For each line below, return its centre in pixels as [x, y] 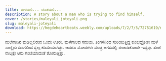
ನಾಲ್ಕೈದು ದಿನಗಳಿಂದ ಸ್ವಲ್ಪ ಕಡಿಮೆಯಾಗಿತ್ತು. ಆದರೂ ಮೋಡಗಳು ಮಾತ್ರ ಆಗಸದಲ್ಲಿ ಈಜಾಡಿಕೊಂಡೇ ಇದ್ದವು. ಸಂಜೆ [83, 48]
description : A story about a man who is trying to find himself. [75, 14]
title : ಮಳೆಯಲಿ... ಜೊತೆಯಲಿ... [33, 10]
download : [15, 28]
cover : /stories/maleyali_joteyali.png [46, 19]
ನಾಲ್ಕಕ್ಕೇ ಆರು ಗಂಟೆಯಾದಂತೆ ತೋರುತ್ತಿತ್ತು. [35, 53]
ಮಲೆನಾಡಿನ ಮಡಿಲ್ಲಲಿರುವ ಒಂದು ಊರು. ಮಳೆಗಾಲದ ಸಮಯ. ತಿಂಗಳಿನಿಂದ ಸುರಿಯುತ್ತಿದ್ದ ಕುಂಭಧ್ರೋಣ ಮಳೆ [82, 42]
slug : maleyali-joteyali [31, 23]
